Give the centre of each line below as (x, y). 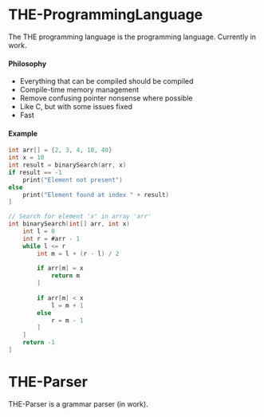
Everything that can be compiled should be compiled (106, 81)
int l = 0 (39, 232)
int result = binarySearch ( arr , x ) (67, 165)
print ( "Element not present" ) (73, 180)
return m (65, 276)
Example (23, 133)
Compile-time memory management (79, 90)
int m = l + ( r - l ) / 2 (78, 254)
